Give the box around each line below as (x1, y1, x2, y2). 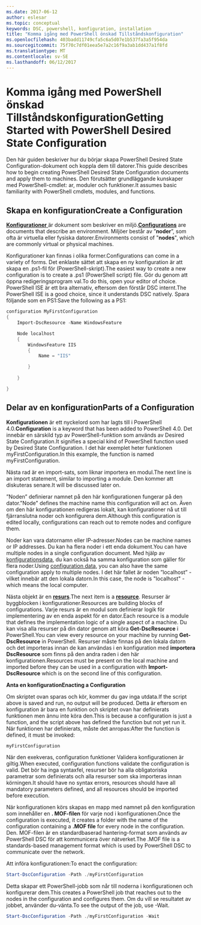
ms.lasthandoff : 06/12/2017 (6, 59, 77, 65)
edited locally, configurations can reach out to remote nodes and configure (6, 518, 191, 526)
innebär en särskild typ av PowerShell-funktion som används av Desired (6, 431, 185, 438)
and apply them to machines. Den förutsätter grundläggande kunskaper (6, 175, 184, 182)
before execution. (6, 792, 50, 799)
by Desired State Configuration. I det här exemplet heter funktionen (6, 444, 173, 451)
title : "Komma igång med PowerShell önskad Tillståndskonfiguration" (6, 31, 184, 37)
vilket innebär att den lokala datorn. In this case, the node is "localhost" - (6, 575, 185, 582)
